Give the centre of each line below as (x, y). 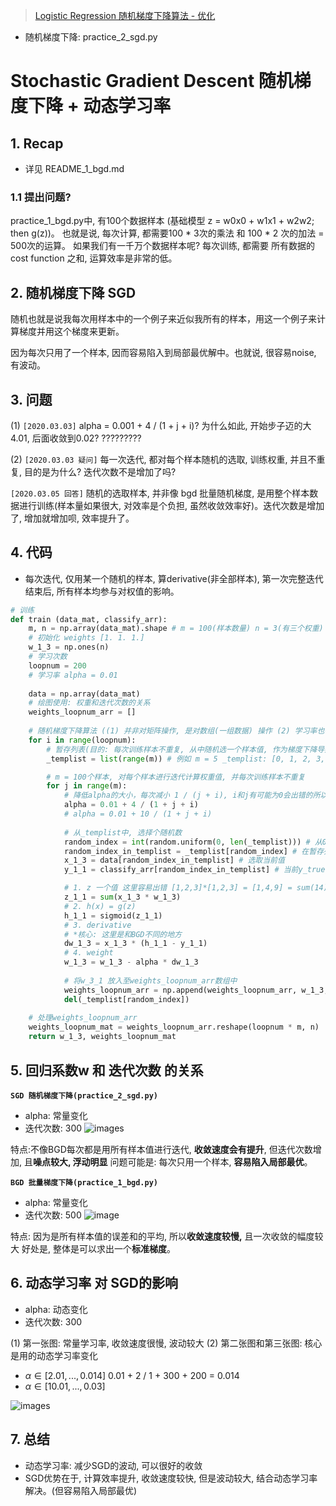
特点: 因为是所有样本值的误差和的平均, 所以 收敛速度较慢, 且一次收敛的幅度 (162, 1236)
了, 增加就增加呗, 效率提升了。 (72, 518)
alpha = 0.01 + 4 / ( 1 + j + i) (131, 805)
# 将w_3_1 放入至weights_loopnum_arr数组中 (150, 980)
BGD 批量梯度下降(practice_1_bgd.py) (84, 1182)
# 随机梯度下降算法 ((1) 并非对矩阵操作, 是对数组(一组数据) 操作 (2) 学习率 (173, 731)
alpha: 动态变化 (56, 1309)
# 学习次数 (48, 657)
